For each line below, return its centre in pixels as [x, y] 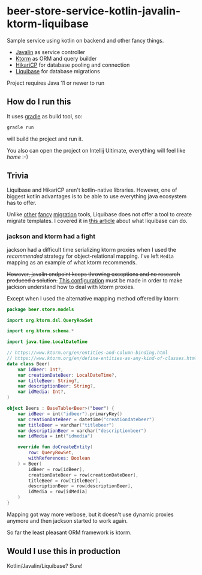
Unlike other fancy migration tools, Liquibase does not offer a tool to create [100, 214]
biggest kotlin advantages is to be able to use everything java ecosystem [97, 196]
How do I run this [39, 102]
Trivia [18, 176]
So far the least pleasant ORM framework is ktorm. [69, 532]
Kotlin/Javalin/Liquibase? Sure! [45, 565]
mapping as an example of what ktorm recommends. [72, 262]
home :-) [18, 157]
